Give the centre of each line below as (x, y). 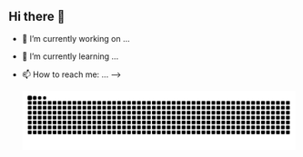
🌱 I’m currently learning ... (70, 56)
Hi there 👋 (37, 17)
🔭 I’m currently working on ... (76, 38)
